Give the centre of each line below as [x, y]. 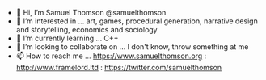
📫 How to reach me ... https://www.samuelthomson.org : [111, 56]
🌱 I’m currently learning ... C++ [67, 38]
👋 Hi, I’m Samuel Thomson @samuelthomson [91, 13]
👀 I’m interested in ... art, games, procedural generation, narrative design [137, 21]
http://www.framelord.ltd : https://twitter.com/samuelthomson [119, 67]
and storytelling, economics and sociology [87, 29]
